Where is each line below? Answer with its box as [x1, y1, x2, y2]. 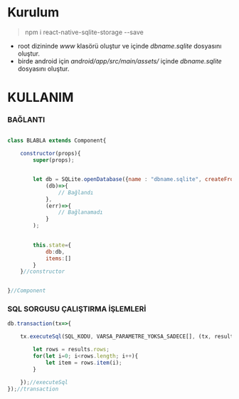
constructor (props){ [20, 150, 81, 157]
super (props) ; [33, 157, 75, 164]
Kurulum [7, 4, 60, 21]
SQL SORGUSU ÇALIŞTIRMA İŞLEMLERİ [7, 304, 147, 314]
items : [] [45, 254, 72, 262]
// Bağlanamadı [58, 209, 103, 216]
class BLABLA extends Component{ [7, 137, 107, 145]
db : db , [45, 248, 65, 255]
